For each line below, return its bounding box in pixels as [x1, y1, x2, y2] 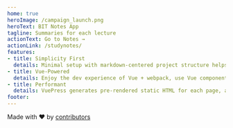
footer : [7, 94, 30, 101]
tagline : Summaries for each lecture [7, 29, 116, 37]
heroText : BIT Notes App [7, 23, 79, 30]
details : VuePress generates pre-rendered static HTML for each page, [13, 87, 222, 94]
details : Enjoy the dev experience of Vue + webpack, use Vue [13, 74, 197, 82]
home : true [7, 10, 39, 17]
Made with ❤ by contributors [7, 113, 91, 121]
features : [7, 49, 36, 56]
